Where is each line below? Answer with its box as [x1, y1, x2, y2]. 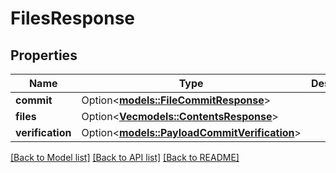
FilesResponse [10, 7, 135, 30]
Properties [10, 47, 78, 64]
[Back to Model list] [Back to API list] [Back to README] [10, 152, 240, 163]
